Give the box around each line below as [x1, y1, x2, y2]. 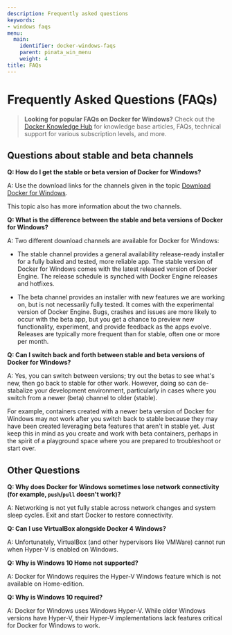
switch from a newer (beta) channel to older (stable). [7, 394, 158, 402]
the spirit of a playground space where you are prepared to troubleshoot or [7, 437, 222, 445]
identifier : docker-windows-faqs [19, 42, 116, 49]
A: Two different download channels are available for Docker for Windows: [7, 237, 220, 245]
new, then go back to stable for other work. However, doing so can [7, 379, 197, 388]
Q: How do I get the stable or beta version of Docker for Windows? [7, 168, 202, 176]
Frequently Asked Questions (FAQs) [7, 92, 218, 108]
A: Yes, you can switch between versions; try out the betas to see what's [7, 372, 215, 380]
